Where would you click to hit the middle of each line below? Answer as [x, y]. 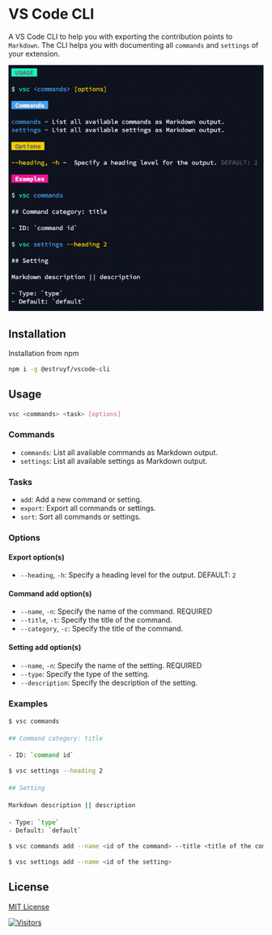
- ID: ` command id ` [41, 755]
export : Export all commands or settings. [88, 508]
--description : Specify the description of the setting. [109, 682]
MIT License [29, 907]
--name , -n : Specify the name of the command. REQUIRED [116, 611]
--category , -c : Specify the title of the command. [102, 629]
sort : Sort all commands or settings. [81, 517]
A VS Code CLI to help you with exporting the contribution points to [121, 36]
